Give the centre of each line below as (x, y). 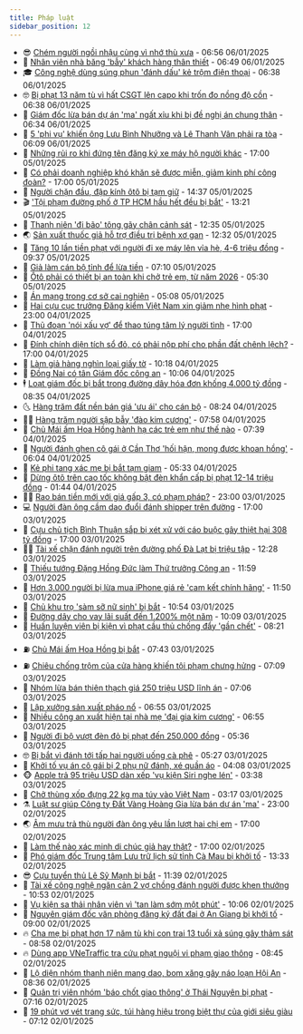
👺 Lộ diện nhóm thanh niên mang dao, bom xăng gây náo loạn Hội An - (155, 972)
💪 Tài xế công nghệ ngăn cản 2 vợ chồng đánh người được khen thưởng (156, 884)
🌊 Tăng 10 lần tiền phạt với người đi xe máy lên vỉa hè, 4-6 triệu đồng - (153, 248)
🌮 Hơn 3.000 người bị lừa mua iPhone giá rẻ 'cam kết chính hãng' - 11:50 (156, 587)
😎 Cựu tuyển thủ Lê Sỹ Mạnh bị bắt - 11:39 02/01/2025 (125, 875)
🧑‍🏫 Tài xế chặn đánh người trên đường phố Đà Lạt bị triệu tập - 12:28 (150, 549)
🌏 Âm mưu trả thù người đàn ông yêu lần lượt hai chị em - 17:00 (141, 824)
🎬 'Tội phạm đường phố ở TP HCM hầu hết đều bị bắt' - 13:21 (136, 201)
